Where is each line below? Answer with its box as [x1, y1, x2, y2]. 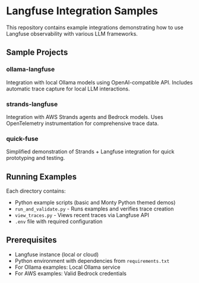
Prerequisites [6, 235, 57, 245]
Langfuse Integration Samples [6, 4, 159, 18]
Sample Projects [6, 48, 68, 58]
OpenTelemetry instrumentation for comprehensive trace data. [6, 120, 159, 127]
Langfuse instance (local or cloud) [14, 251, 99, 258]
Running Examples [6, 171, 77, 182]
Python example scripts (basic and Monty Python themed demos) [14, 199, 176, 206]
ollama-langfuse [6, 65, 55, 74]
